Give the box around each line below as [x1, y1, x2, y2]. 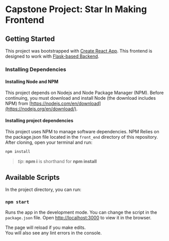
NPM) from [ [5, 100, 31, 107]
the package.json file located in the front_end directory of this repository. [5, 134, 158, 140]
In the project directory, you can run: [5, 186, 81, 193]
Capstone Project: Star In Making [5, 4, 147, 15]
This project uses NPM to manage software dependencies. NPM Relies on [5, 129, 159, 135]
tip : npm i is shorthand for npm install [17, 158, 97, 165]
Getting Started [5, 34, 55, 43]
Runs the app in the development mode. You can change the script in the [5, 209, 157, 216]
